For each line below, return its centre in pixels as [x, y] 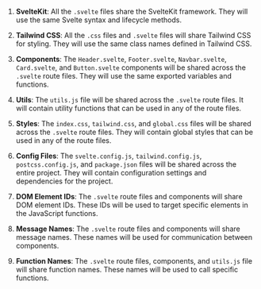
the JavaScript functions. [57, 213]
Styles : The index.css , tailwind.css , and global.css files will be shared [133, 123]
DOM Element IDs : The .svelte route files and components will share [129, 197]
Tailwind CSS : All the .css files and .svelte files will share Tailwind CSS [133, 35]
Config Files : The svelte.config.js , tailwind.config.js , [109, 156]
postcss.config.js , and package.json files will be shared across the [126, 164]
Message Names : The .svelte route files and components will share [128, 229]
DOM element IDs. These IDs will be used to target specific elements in [132, 205]
